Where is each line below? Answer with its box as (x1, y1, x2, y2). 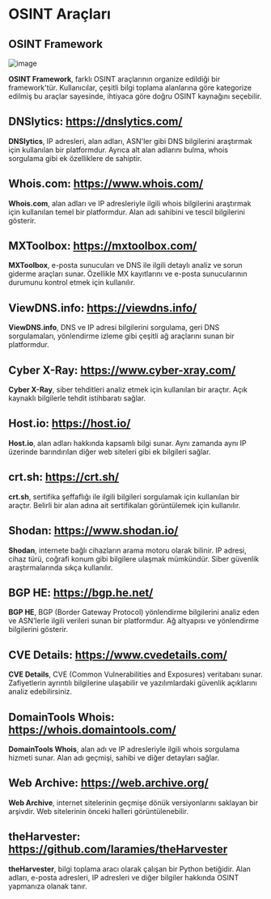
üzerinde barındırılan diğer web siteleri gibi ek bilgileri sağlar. (8, 447, 211, 456)
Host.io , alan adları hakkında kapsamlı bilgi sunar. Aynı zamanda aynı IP (8, 438, 247, 447)
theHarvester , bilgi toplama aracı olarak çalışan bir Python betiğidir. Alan (8, 863, 251, 874)
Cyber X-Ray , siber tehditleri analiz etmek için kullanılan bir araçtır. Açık (8, 385, 248, 395)
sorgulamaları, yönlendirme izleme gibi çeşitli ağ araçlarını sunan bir (8, 331, 235, 341)
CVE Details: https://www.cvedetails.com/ (8, 648, 228, 662)
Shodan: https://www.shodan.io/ (8, 524, 179, 538)
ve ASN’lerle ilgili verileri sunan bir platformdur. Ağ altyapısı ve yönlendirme (8, 616, 260, 625)
